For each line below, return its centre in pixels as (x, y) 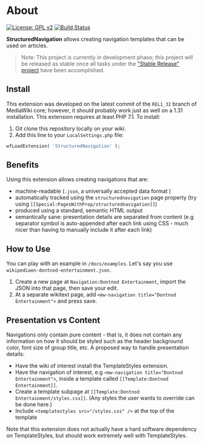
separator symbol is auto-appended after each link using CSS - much (102, 223)
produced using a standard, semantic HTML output (79, 210)
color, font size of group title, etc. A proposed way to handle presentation (98, 348)
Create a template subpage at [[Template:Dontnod (77, 392)
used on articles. (27, 45)
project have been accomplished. (63, 70)
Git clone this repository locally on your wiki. (70, 129)
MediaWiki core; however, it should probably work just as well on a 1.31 (95, 110)
